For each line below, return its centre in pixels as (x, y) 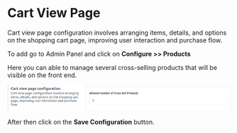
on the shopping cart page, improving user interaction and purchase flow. (115, 40)
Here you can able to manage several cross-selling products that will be (112, 67)
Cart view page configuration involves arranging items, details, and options (117, 33)
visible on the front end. (42, 75)
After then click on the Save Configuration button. (81, 122)
